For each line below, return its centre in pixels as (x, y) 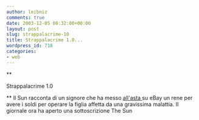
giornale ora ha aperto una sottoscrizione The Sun (69, 110)
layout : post (23, 29)
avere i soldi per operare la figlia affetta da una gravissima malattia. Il (93, 104)
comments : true (26, 18)
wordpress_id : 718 (30, 46)
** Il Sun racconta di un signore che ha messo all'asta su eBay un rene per (100, 98)
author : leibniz (27, 12)
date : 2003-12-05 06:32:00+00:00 (49, 23)
